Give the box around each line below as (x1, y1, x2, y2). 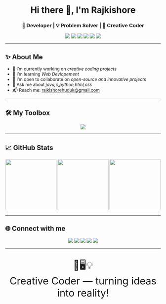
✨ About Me (5, 53, 43, 61)
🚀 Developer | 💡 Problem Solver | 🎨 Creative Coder (22, 22, 144, 29)
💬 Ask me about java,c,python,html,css (12, 81, 92, 88)
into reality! (57, 286, 109, 299)
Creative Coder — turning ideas (9, 274, 157, 287)
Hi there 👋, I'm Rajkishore (30, 4, 136, 16)
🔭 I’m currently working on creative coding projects (12, 66, 117, 72)
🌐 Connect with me (5, 225, 66, 233)
